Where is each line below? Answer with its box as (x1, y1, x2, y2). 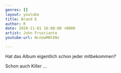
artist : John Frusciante (5, 30, 57, 35)
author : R (5, 21, 26, 26)
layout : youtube (5, 12, 39, 17)
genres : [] (5, 7, 28, 12)
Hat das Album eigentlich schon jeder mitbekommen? (5, 53, 116, 59)
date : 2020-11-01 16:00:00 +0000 (5, 26, 76, 31)
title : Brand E (5, 16, 37, 21)
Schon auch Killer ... (5, 63, 47, 69)
